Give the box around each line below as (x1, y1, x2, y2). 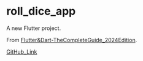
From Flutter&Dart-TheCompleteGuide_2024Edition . (6, 36, 137, 43)
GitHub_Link (6, 48, 37, 56)
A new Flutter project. (6, 24, 61, 32)
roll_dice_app (6, 4, 76, 18)
